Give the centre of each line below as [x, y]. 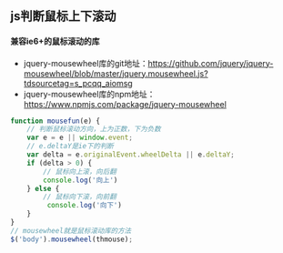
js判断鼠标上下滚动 [63, 16]
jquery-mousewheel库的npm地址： [89, 94]
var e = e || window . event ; [80, 138]
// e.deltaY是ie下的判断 [71, 147]
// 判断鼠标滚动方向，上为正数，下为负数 [94, 129]
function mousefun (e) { [56, 121]
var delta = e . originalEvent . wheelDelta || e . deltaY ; [131, 155]
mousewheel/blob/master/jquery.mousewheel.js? [116, 73]
